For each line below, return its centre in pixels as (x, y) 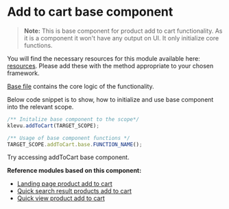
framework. (23, 73)
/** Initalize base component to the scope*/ (73, 119)
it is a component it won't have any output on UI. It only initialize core (121, 38)
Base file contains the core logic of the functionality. (81, 86)
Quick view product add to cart (61, 198)
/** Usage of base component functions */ (69, 138)
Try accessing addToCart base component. (68, 157)
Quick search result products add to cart (74, 191)
